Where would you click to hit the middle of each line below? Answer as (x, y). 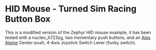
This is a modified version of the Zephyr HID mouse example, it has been (78, 32)
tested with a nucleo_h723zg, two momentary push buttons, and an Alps (78, 37)
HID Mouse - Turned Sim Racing (71, 9)
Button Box (28, 19)
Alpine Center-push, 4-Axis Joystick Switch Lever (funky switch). (71, 42)
